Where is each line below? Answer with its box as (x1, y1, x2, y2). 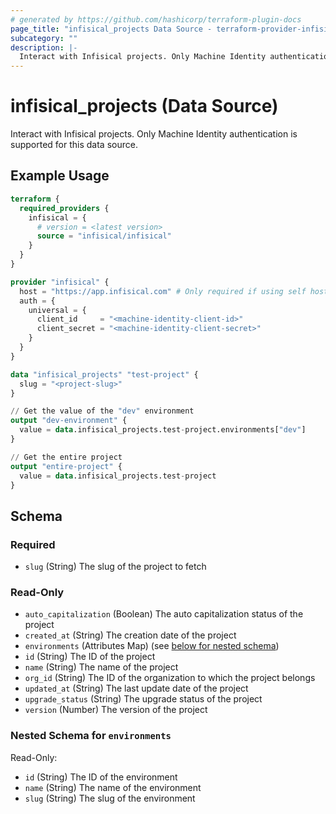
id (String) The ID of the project (24, 651, 156, 663)
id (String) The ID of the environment (24, 771, 178, 783)
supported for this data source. (10, 139, 138, 151)
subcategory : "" (10, 33, 78, 43)
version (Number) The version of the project (24, 704, 208, 716)
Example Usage (10, 167, 110, 185)
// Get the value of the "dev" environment (10, 406, 195, 416)
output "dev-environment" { (10, 416, 128, 426)
